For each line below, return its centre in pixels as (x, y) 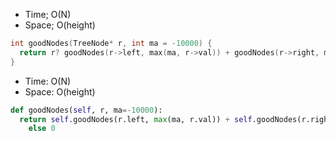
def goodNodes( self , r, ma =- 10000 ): (86, 110)
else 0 (42, 129)
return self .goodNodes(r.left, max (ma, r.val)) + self (136, 119)
